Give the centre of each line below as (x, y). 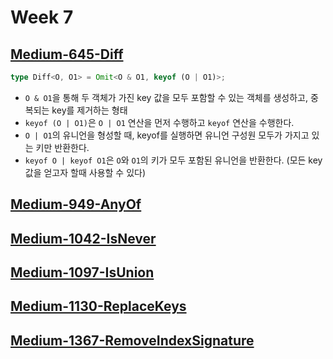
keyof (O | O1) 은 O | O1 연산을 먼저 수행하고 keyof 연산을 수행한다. (159, 122)
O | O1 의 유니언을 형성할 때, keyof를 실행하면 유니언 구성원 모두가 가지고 (167, 135)
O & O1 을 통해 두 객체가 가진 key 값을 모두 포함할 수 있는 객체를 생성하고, (166, 97)
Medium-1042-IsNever (83, 238)
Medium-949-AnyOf (76, 204)
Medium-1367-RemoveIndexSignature (132, 340)
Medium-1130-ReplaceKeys (98, 306)
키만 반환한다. (62, 147)
